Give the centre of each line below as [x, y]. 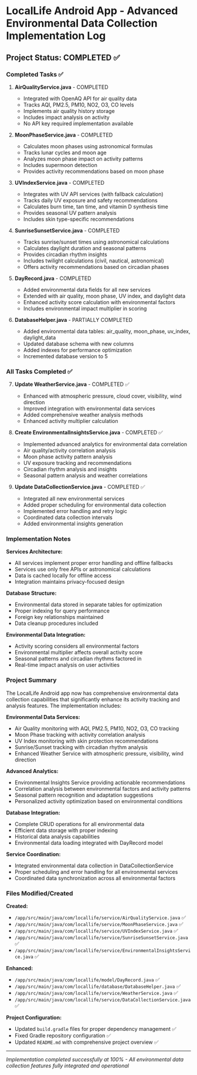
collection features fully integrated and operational [67, 1066]
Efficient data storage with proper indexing [66, 830]
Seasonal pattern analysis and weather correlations [85, 475]
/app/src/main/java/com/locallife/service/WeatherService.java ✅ [96, 993]
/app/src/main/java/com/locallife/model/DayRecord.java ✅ [87, 980]
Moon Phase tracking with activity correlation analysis [80, 734]
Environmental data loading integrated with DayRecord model [89, 843]
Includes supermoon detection [60, 165]
